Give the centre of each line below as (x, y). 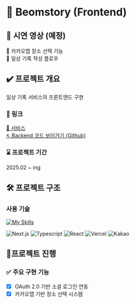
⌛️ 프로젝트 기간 (27, 152)
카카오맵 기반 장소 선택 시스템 (49, 293)
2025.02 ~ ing (23, 168)
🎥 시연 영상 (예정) (36, 35)
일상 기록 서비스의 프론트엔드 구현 (45, 97)
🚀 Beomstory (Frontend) (67, 12)
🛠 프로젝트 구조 (33, 188)
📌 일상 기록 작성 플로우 (32, 58)
